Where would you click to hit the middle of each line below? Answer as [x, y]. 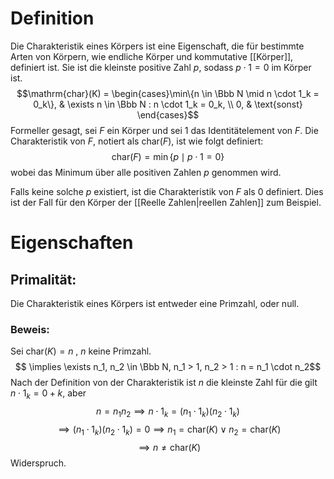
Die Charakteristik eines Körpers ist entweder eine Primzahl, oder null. [155, 303]
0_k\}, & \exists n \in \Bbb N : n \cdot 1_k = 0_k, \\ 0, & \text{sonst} [168, 104]
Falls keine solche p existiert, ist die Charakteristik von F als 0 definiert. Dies [167, 191]
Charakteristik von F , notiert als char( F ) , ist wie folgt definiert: [137, 141]
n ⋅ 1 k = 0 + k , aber [48, 394]
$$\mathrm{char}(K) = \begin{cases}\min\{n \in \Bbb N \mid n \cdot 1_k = [168, 93]
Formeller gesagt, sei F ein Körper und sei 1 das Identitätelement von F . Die [164, 130]
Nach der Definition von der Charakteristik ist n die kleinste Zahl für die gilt [164, 383]
